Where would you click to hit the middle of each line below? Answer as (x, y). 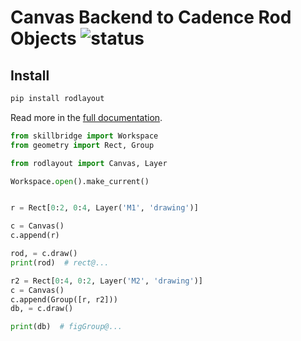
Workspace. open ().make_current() (80, 181)
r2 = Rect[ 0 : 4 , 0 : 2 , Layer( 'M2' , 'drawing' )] (106, 281)
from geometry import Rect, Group (82, 145)
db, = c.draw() (42, 309)
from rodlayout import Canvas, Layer (89, 163)
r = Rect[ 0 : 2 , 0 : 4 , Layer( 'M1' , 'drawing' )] (104, 208)
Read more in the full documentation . (86, 117)
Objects (43, 38)
